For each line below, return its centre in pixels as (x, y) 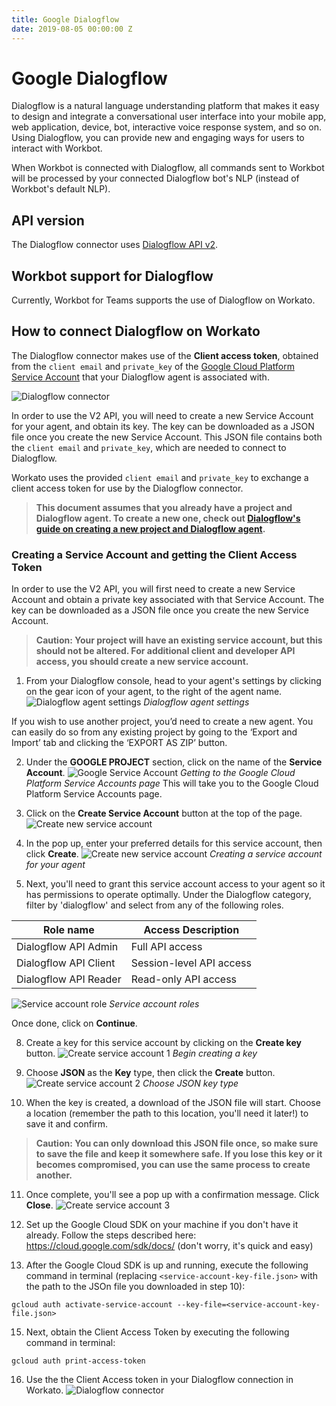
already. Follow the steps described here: (111, 1235)
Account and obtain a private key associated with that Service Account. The (168, 600)
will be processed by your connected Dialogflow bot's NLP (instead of (155, 178)
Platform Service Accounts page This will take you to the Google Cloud (172, 783)
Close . (39, 1205)
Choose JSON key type (190, 1083)
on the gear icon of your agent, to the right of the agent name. (154, 692)
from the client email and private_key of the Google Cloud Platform (153, 366)
